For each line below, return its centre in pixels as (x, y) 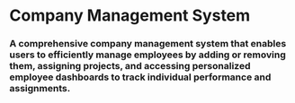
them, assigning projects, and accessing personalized (130, 66)
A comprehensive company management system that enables (148, 44)
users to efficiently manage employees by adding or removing (147, 55)
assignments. (40, 89)
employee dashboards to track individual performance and (140, 77)
